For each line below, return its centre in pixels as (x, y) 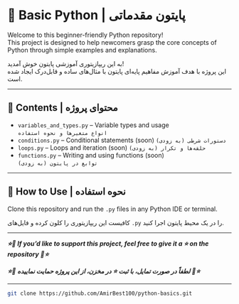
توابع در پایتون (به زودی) (58, 163)
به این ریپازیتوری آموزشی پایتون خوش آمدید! (66, 63)
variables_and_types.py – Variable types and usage (93, 125)
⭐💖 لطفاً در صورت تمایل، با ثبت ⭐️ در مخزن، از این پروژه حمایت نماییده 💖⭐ (104, 271)
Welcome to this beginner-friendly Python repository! (85, 35)
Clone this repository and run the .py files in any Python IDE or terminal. (113, 209)
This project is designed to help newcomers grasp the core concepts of (112, 42)
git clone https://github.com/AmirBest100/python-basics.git (100, 293)
